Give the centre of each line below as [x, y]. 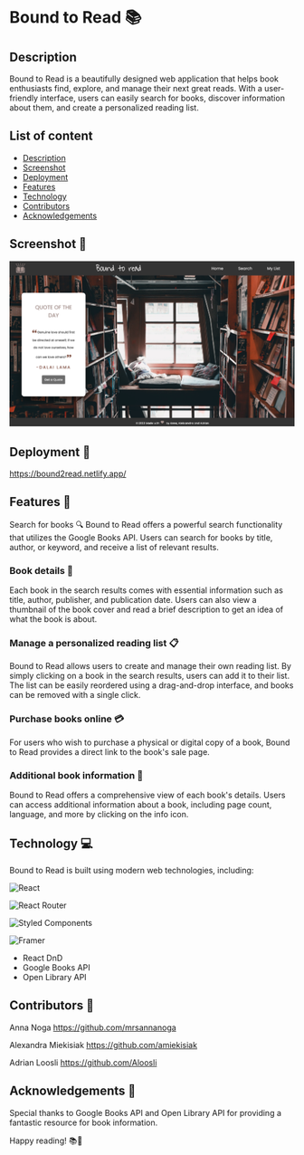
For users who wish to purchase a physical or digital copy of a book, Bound [150, 742]
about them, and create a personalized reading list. [104, 108]
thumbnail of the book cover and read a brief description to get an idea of [146, 610]
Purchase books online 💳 [67, 719]
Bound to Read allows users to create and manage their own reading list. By [151, 666]
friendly [24, 98]
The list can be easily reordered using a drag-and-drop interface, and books [152, 685]
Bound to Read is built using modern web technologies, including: [132, 870]
